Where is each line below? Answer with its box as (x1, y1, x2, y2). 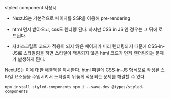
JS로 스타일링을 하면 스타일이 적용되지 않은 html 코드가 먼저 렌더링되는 (12, 50, 155, 56)
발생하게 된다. (17, 56, 46, 62)
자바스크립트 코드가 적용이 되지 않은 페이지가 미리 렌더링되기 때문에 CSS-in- (12, 43, 165, 49)
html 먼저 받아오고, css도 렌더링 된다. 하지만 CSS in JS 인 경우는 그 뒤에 (12, 26, 158, 32)
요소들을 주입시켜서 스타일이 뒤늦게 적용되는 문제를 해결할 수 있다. (14, 73, 146, 79)
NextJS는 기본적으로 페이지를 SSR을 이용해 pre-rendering (12, 15, 130, 21)
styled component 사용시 (5, 5, 57, 10)
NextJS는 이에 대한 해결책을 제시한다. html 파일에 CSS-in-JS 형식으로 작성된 (5, 67, 160, 73)
